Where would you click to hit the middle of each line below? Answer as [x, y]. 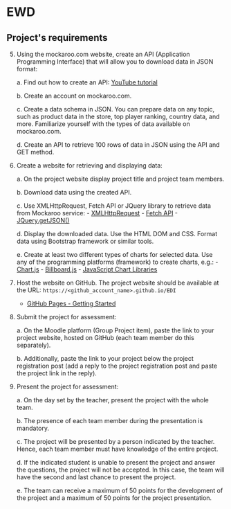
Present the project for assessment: [67, 386]
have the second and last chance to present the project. [96, 477]
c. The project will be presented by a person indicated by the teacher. [115, 441]
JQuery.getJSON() [43, 220]
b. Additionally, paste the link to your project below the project [105, 358]
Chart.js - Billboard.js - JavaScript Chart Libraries [87, 269]
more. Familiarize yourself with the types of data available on [103, 124]
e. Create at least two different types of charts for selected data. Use [114, 254]
